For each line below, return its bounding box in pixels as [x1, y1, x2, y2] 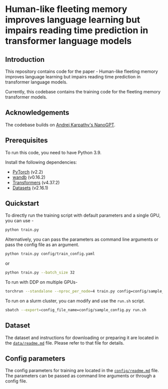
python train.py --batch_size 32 [5, 270, 75, 275]
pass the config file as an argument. [5, 242, 79, 248]
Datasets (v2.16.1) [12, 185, 48, 191]
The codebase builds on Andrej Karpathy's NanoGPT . [5, 121, 116, 128]
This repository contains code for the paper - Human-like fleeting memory [5, 68, 158, 74]
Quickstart [5, 199, 39, 208]
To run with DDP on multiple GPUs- [5, 279, 78, 285]
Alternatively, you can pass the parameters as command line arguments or [5, 236, 158, 243]
